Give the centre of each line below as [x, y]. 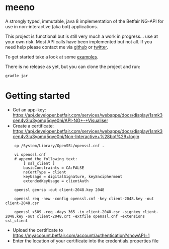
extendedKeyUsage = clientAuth [56, 181]
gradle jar [17, 76]
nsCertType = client [45, 172]
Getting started [38, 96]
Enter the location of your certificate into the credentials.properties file [86, 240]
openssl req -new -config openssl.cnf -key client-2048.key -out [84, 199]
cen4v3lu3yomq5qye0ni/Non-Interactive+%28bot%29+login [76, 136]
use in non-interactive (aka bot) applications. [52, 26]
